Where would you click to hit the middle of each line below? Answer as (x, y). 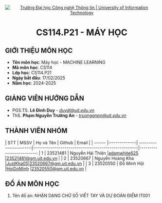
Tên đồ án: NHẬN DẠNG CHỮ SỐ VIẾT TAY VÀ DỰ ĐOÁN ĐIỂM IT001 (81, 196)
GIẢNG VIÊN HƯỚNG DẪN (45, 99)
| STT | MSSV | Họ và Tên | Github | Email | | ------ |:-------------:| (72, 142)
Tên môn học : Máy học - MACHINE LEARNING (59, 62)
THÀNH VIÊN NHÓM (36, 131)
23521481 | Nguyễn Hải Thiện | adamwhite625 (93, 153)
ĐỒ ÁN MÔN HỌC (32, 184)
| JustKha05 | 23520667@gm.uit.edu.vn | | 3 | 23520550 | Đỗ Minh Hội (75, 163)
